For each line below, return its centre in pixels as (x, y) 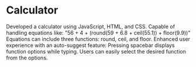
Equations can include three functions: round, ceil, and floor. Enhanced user (98, 39)
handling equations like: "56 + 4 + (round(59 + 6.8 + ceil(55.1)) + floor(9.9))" (98, 32)
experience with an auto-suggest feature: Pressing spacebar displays (90, 45)
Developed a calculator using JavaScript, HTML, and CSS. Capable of (91, 26)
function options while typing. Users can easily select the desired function (96, 51)
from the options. (27, 58)
